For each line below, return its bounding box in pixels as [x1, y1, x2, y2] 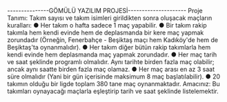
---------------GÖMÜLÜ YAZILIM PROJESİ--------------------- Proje [7, 7, 203, 14]
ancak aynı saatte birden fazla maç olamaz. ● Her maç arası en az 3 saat [7, 65, 215, 73]
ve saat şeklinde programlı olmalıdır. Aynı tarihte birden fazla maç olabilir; [7, 58, 215, 65]
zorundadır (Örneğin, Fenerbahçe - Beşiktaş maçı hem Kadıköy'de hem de [7, 36, 219, 44]
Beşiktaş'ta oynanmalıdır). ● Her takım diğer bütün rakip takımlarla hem [7, 43, 211, 51]
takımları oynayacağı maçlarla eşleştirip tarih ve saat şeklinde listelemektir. [7, 87, 219, 95]
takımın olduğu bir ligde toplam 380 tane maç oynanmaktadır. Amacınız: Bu [7, 80, 220, 88]
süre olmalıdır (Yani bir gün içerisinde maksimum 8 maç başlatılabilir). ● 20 [7, 72, 221, 81]
